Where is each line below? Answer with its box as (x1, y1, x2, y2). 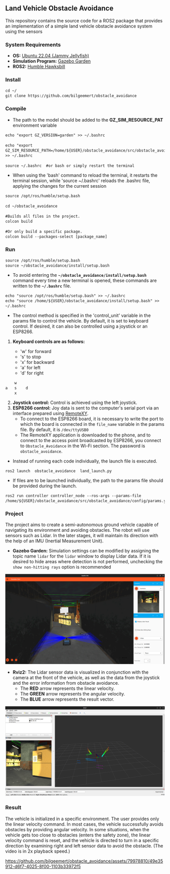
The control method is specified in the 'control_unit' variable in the (12, 312, 151, 318)
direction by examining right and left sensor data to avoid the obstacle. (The (5, 842, 163, 849)
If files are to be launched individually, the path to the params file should (12, 478, 163, 483)
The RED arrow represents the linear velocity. (20, 685, 115, 691)
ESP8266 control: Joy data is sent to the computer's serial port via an (12, 405, 159, 411)
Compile (5, 105, 26, 112)
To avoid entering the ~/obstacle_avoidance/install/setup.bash (12, 272, 147, 278)
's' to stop (20, 354, 41, 360)
